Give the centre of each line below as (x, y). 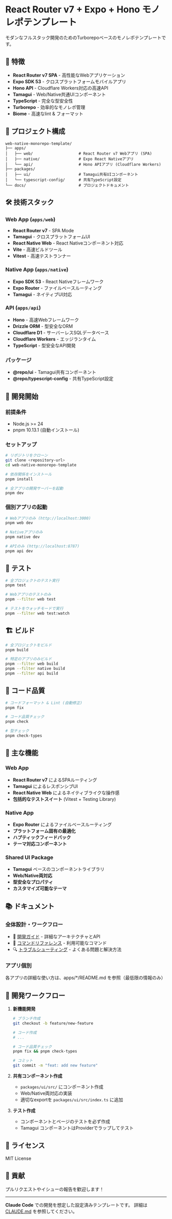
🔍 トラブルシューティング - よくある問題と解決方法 (67, 949)
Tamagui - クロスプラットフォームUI (51, 237)
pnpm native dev (23, 537)
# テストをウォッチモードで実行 (34, 609)
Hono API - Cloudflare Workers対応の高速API (60, 88)
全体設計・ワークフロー (34, 924)
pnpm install (19, 479)
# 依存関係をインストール (29, 474)
